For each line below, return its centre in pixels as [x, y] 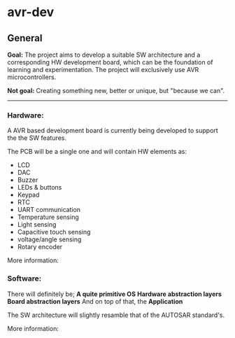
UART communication [49, 210]
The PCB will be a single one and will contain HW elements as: [97, 152]
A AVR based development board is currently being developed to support [113, 131]
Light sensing [37, 225]
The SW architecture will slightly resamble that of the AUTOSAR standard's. [116, 315]
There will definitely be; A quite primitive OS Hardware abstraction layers [115, 294]
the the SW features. [37, 138]
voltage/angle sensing [49, 239]
